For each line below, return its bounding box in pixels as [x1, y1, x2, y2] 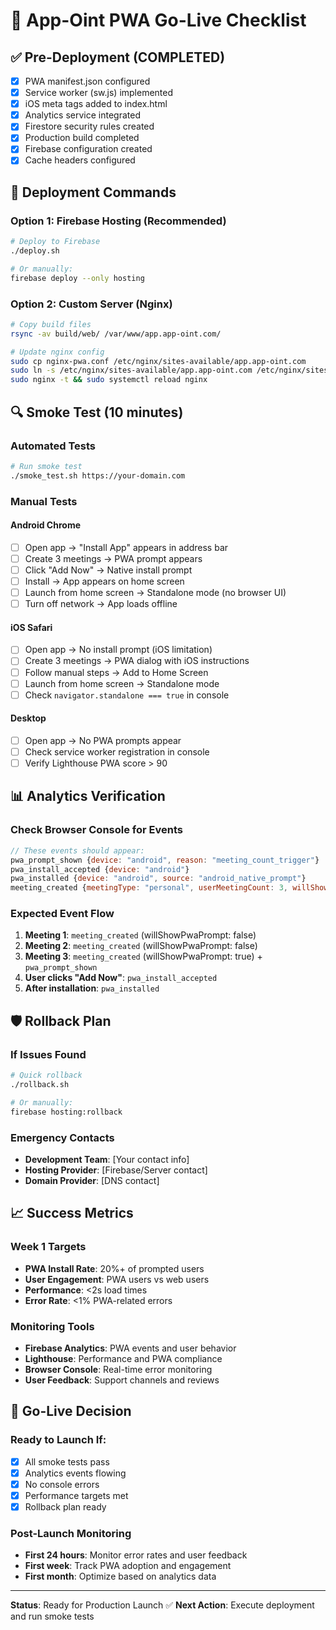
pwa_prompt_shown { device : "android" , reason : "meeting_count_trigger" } [10, 855, 320, 865]
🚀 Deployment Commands [10, 184, 177, 201]
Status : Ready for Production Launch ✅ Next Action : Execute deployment [10, 1599, 315, 1611]
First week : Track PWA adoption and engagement [24, 1560, 232, 1572]
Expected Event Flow [10, 907, 115, 921]
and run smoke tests [10, 1610, 95, 1623]
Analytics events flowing [24, 1467, 127, 1479]
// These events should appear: [10, 845, 145, 856]
